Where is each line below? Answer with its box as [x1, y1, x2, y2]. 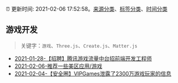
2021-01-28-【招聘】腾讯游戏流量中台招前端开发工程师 [14, 55, 152, 62]
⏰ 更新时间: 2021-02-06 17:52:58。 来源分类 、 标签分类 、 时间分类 [5, 5, 168, 12]
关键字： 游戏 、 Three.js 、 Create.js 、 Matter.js [20, 42, 137, 49]
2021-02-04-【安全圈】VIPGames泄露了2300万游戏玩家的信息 [14, 70, 172, 77]
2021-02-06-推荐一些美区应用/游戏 [14, 62, 102, 70]
